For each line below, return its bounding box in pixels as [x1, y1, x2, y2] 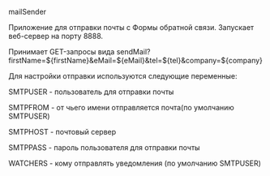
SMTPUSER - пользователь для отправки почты [8, 87, 174, 97]
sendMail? [116, 47, 151, 56]
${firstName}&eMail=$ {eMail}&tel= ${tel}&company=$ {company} [45, 56, 264, 65]
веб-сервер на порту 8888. [8, 32, 104, 41]
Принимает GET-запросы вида [8, 47, 115, 56]
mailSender [8, 7, 47, 16]
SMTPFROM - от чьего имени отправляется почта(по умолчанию [8, 103, 235, 112]
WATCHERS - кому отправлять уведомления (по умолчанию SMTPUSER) [8, 158, 262, 168]
